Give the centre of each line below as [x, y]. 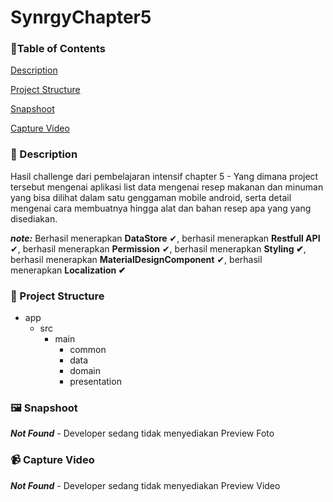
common [88, 350]
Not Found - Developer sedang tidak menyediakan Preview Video [145, 485]
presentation [95, 382]
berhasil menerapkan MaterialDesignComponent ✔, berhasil [136, 259]
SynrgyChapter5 [81, 17]
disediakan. [34, 218]
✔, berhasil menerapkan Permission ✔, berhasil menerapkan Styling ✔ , [158, 248]
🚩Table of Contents [58, 49]
